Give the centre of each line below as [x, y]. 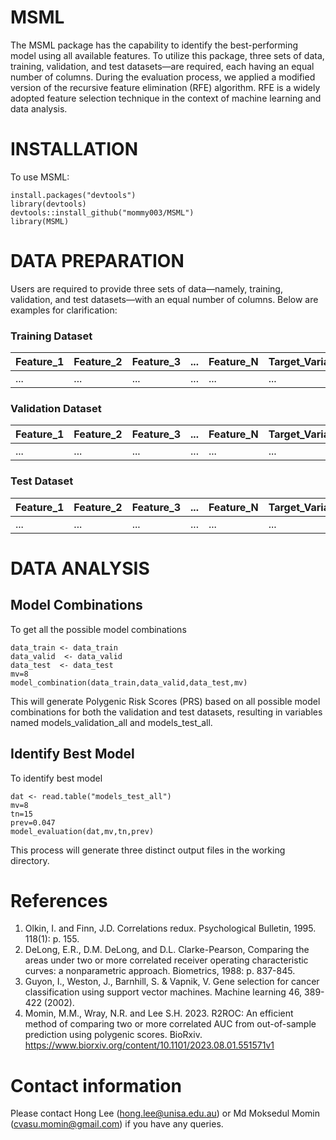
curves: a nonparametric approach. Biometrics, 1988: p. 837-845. [160, 971]
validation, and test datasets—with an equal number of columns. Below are [164, 299]
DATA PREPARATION [97, 261]
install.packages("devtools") [73, 195]
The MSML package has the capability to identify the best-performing [154, 45]
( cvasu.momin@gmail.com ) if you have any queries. [117, 1124]
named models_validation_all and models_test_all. [111, 722]
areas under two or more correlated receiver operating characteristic [166, 960]
